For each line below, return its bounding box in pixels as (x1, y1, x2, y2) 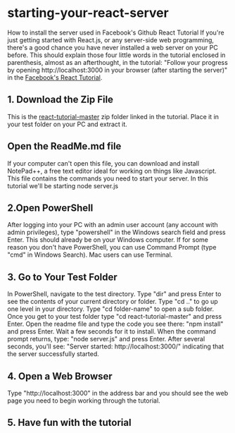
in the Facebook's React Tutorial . (7, 73, 103, 82)
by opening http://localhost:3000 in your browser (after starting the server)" (7, 66, 228, 74)
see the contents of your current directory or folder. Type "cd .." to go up (7, 298, 218, 306)
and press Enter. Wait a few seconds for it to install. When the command (7, 327, 217, 336)
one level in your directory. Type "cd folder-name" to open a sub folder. (7, 305, 215, 313)
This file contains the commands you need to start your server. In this (7, 174, 209, 183)
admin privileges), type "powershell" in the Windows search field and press (7, 228, 227, 237)
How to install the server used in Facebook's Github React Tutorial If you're (7, 28, 225, 37)
